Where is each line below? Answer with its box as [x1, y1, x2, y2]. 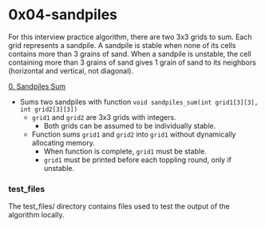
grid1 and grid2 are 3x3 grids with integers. [31, 112, 177, 121]
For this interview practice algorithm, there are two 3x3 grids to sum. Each [8, 32, 252, 42]
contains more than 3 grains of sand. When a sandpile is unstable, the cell [8, 49, 251, 58]
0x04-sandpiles [8, 6, 118, 24]
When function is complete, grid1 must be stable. [43, 146, 208, 156]
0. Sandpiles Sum [8, 82, 66, 91]
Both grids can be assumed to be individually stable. [43, 121, 216, 130]
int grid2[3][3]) [19, 106, 78, 113]
